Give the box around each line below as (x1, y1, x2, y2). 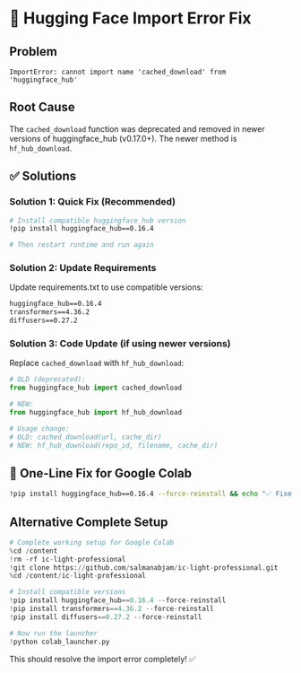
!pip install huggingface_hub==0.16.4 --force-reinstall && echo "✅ (9, 489, 272, 499)
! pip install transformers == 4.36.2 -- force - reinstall (9, 605, 215, 614)
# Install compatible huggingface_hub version (9, 215, 186, 225)
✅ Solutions (9, 169, 77, 184)
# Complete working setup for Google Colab (9, 538, 175, 546)
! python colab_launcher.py (9, 637, 110, 646)
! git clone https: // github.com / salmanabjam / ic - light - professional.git (9, 563, 279, 572)
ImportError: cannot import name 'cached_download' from (9, 67, 227, 76)
